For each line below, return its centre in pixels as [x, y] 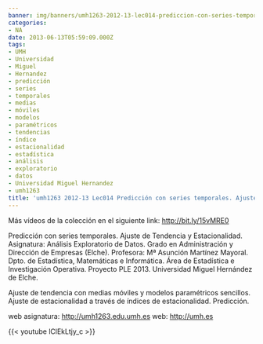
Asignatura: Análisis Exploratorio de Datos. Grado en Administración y [121, 243]
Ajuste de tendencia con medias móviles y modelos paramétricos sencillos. [130, 292]
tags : [17, 45]
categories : [27, 23]
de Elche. [23, 277]
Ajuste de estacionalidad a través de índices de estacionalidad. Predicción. [129, 301]
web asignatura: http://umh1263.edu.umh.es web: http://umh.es [111, 316]
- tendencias [29, 132]
